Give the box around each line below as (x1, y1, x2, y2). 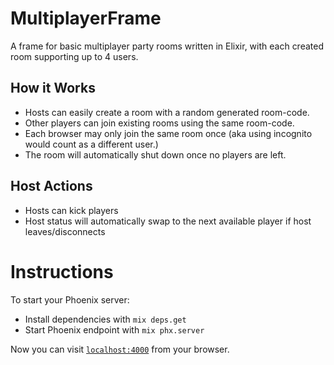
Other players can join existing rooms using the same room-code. (24, 117, 295, 129)
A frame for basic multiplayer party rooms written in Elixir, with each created (10, 40, 324, 52)
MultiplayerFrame (10, 7, 162, 30)
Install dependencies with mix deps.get (24, 313, 187, 325)
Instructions (10, 260, 114, 283)
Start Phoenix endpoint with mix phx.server (24, 323, 205, 336)
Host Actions (10, 178, 93, 195)
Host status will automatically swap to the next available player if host (24, 215, 312, 227)
